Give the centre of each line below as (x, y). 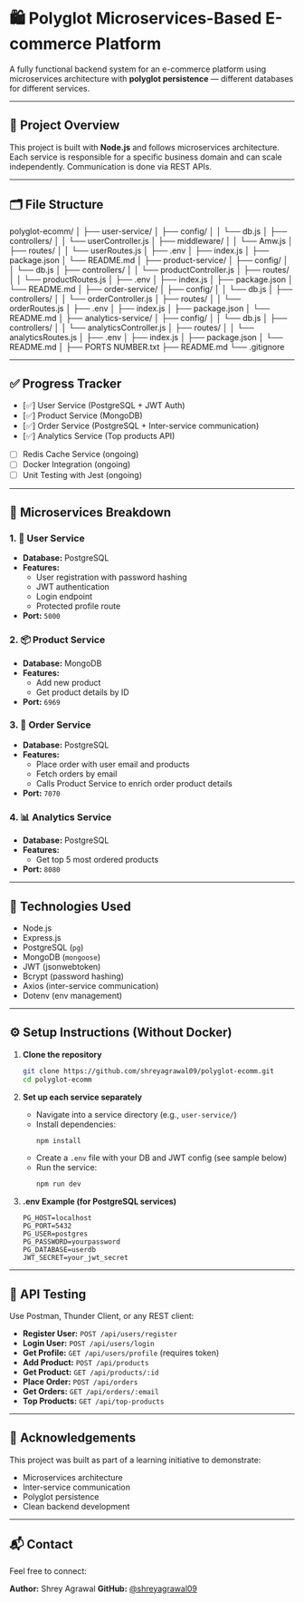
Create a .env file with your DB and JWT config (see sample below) (161, 1158)
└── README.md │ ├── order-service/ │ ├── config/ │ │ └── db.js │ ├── (151, 288)
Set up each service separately (82, 1097)
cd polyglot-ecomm (57, 1080)
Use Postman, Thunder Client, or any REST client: (102, 1316)
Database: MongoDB (62, 663)
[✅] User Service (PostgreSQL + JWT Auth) (104, 406)
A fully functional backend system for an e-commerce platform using (138, 69)
